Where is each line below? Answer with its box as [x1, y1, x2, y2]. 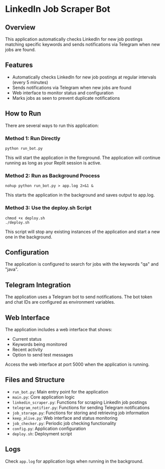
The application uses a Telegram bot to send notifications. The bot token [5, 294, 153, 300]
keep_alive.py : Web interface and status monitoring [12, 415, 118, 421]
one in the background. [5, 234, 53, 240]
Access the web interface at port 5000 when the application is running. [5, 361, 150, 367]
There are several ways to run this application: [5, 122, 99, 128]
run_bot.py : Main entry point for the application [12, 389, 108, 394]
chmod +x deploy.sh [5, 216, 45, 221]
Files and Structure [5, 376, 65, 384]
